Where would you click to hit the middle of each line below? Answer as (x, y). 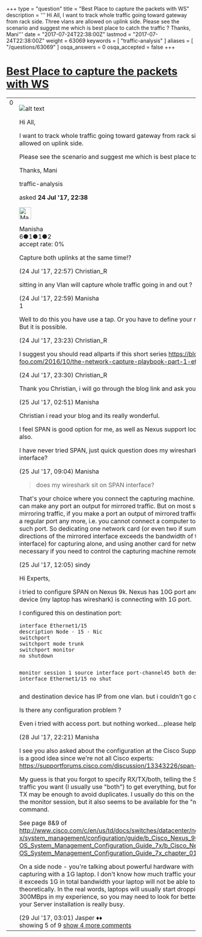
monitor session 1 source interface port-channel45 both (102, 673)
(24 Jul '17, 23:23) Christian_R (63, 340)
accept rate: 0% (42, 244)
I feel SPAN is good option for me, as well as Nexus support (103, 429)
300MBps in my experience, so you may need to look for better (108, 897)
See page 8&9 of (43, 823)
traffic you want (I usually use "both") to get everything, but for (108, 786)
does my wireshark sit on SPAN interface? (95, 485)
